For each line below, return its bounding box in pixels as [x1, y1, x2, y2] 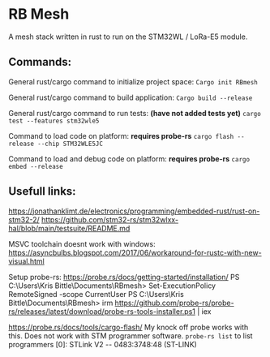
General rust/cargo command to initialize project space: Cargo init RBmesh [8, 76, 258, 86]
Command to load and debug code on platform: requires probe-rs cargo [8, 153, 250, 163]
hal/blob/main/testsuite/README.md [8, 223, 131, 233]
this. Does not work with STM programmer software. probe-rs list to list [8, 330, 253, 341]
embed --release [8, 162, 63, 170]
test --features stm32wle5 [8, 117, 100, 125]
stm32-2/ [8, 214, 40, 224]
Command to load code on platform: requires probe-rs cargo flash [8, 131, 234, 140]
